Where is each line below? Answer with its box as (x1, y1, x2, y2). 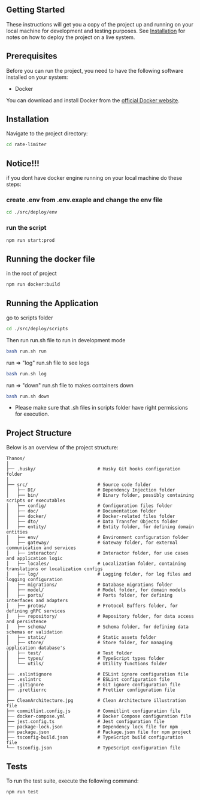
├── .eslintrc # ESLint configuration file (6, 677, 170, 683)
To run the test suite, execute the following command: (6, 777, 139, 784)
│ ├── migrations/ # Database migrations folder (6, 582, 172, 588)
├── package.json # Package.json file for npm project (6, 729, 192, 736)
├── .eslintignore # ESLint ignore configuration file (6, 671, 189, 677)
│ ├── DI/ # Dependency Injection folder (6, 487, 175, 493)
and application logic (6, 556, 63, 562)
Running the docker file (6, 254, 95, 264)
